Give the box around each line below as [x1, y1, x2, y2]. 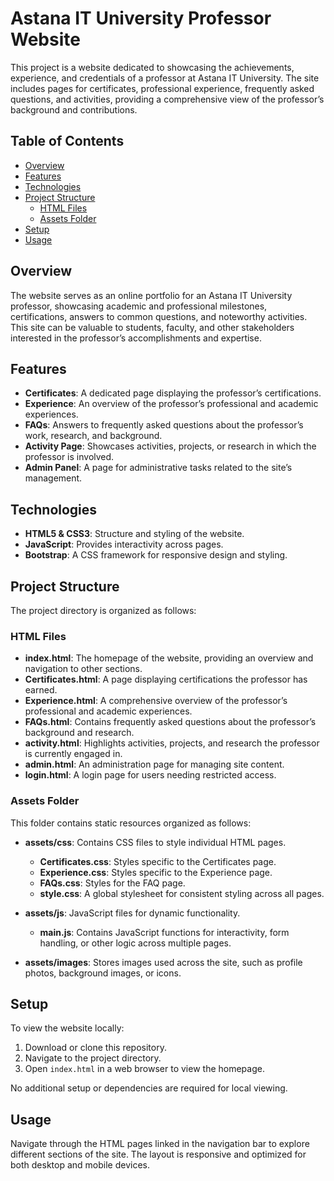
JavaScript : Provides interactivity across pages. [24, 538, 224, 551]
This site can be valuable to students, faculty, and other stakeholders [10, 321, 295, 333]
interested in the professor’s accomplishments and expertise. [10, 332, 262, 344]
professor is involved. [24, 451, 115, 463]
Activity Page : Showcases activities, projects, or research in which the [24, 440, 317, 452]
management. [24, 472, 83, 484]
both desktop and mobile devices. [10, 1159, 150, 1171]
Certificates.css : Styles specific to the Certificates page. [39, 855, 277, 867]
